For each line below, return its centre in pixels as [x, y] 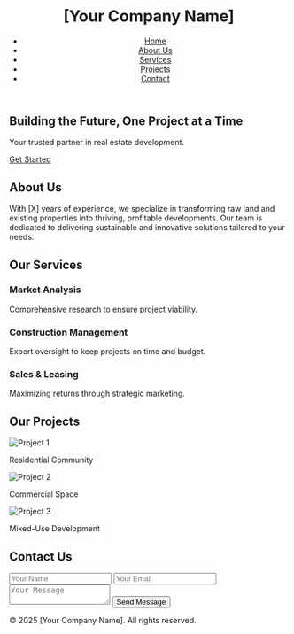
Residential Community [51, 460]
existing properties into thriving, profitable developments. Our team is [136, 218]
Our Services [46, 264]
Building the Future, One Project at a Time [126, 121]
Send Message [141, 603]
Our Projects [45, 421]
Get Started [30, 159]
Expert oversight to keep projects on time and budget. [108, 352]
